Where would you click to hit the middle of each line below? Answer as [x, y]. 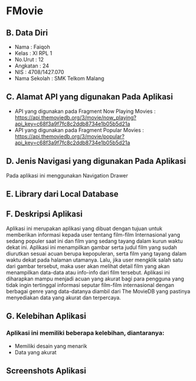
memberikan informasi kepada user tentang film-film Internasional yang [93, 234]
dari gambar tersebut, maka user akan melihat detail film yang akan [88, 266]
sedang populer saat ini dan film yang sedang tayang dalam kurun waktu [94, 241]
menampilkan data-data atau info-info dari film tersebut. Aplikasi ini [88, 272]
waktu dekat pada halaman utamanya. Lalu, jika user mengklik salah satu [94, 260]
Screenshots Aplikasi [46, 371]
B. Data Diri [27, 33]
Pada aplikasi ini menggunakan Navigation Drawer [67, 175]
